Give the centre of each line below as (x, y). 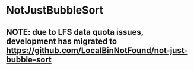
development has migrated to (62, 41)
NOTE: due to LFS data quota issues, (75, 32)
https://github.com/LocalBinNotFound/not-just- (97, 50)
